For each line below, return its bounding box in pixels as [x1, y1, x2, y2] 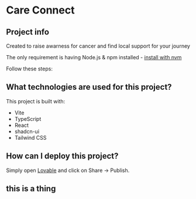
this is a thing [6, 184, 56, 194]
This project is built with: [6, 97, 66, 104]
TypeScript [14, 115, 42, 122]
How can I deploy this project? [6, 151, 119, 161]
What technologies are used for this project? [6, 82, 172, 92]
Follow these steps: [6, 65, 53, 72]
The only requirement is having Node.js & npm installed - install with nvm [6, 54, 182, 60]
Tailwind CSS [14, 134, 47, 141]
